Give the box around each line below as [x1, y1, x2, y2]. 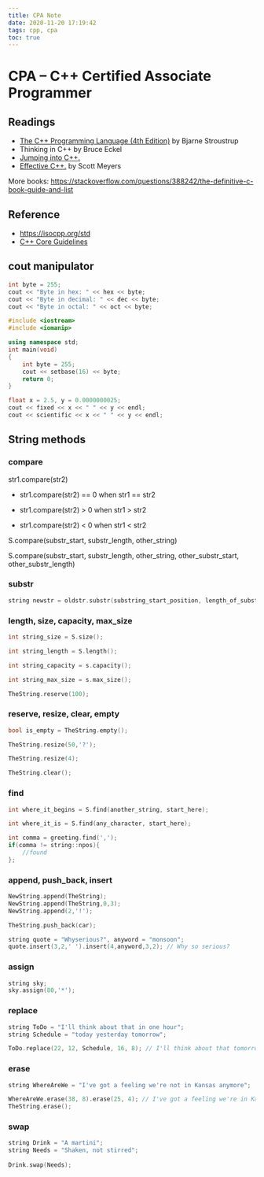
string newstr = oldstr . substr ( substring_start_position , [8, 596, 202, 605]
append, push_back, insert [8, 875, 112, 886]
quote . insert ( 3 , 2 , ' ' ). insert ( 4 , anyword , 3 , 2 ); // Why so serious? [8, 942, 230, 951]
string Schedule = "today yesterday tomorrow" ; [8, 1031, 167, 1038]
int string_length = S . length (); [8, 647, 118, 655]
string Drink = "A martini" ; [8, 1139, 104, 1147]
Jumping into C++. [19, 153, 81, 162]
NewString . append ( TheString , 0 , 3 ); [8, 899, 122, 908]
